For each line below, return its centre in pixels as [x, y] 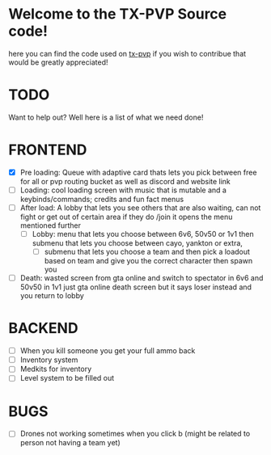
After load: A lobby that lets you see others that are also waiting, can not [140, 208]
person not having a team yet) [70, 443]
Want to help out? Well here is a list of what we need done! [106, 117]
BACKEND [43, 329]
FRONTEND [48, 150]
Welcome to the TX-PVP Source [118, 14]
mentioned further [51, 225]
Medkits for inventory [56, 369]
